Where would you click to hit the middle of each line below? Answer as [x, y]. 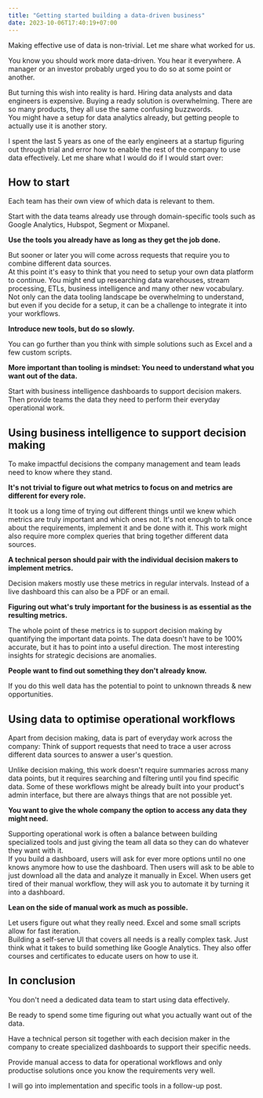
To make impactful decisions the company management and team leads [124, 464]
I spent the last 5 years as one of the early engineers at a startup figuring [126, 141]
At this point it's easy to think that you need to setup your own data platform [131, 272]
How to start [39, 182]
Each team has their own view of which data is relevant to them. [111, 201]
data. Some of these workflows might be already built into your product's [126, 786]
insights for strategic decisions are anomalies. [82, 655]
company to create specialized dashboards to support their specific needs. [130, 1047]
